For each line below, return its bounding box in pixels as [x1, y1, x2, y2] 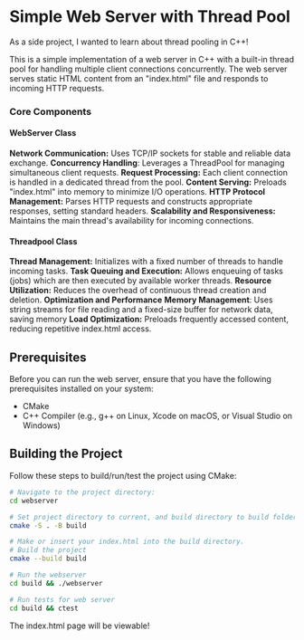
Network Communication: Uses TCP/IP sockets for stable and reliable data [9, 148, 291, 159]
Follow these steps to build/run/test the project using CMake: [9, 470, 237, 481]
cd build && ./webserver [9, 578, 103, 587]
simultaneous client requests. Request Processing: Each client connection [9, 167, 288, 178]
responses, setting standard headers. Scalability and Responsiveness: [9, 205, 276, 216]
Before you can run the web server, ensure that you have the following [9, 374, 271, 385]
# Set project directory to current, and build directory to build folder [9, 512, 298, 521]
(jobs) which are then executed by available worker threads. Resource [9, 275, 271, 286]
